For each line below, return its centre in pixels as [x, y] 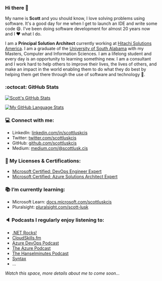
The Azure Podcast [31, 248]
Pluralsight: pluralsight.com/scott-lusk [50, 207]
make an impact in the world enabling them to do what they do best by [76, 69]
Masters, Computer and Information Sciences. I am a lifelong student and [78, 54]
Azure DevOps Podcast [36, 243]
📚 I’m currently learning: [35, 190]
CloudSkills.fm [27, 238]
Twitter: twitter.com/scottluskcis [44, 138]
